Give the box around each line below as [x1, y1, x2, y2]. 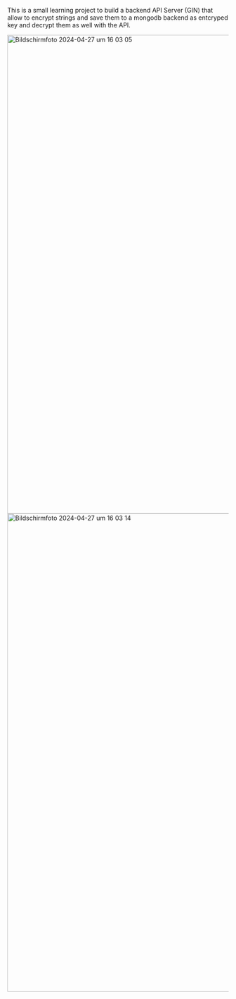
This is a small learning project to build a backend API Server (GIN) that [7, 6, 214, 14]
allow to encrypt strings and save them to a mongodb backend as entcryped [7, 13, 228, 22]
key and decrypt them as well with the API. [7, 21, 131, 29]
